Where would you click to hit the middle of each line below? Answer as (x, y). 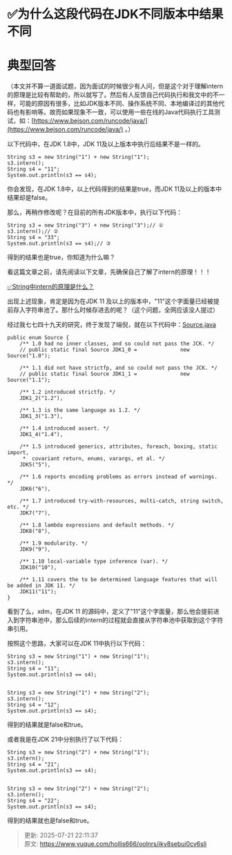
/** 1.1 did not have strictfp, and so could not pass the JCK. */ (118, 368)
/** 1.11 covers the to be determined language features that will (118, 580)
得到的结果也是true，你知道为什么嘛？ (61, 257)
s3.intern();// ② (33, 232)
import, (18, 453)
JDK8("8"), (35, 532)
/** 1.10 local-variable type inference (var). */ (94, 562)
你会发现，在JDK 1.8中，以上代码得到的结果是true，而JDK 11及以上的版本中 (115, 189)
